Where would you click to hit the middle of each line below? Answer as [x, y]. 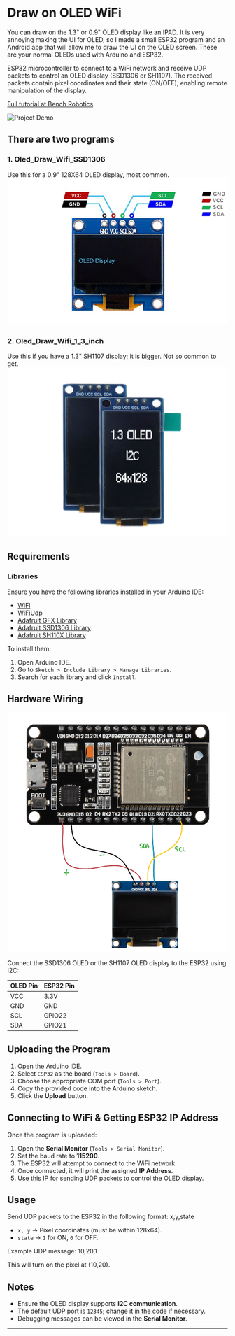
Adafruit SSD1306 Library [54, 627]
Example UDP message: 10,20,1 [52, 1251]
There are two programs [61, 140]
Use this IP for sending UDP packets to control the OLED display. [111, 1178]
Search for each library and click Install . [77, 677]
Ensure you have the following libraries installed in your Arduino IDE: [106, 592]
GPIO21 [55, 1025]
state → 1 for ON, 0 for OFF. [58, 1238]
